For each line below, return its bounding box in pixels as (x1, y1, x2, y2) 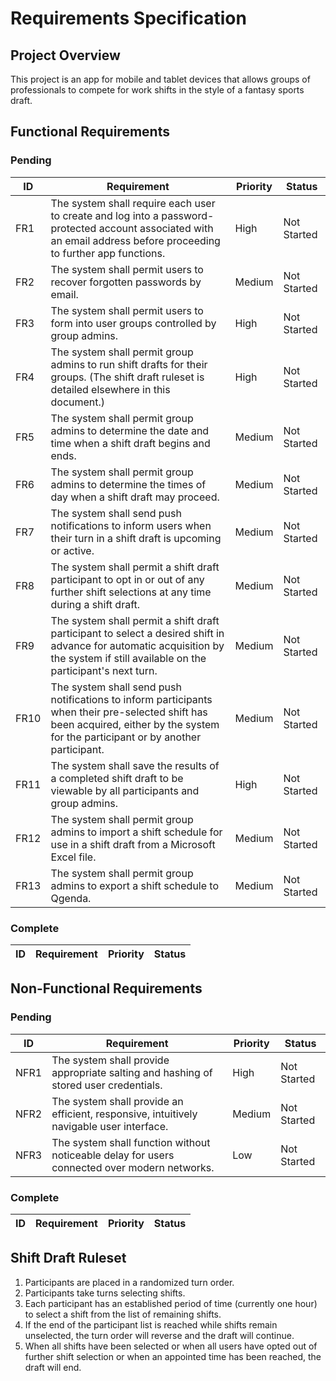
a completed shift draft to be (50, 771, 184, 785)
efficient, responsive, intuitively (51, 1107, 198, 1121)
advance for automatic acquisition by (50, 638, 225, 652)
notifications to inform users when (50, 518, 212, 532)
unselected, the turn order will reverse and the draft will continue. (24, 1329, 295, 1341)
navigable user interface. (51, 1119, 169, 1133)
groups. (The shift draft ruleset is (50, 370, 205, 384)
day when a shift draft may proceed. (50, 490, 220, 504)
